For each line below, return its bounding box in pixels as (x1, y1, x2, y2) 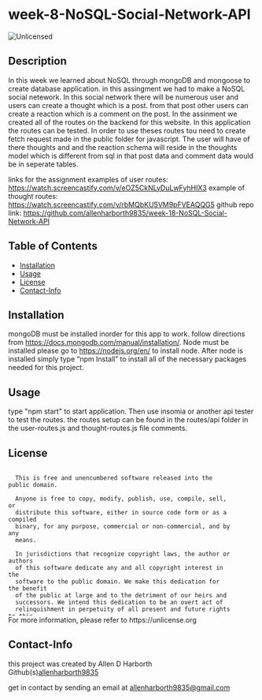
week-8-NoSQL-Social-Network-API (8, 6, 251, 24)
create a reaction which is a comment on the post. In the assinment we (8, 109, 238, 118)
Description (8, 54, 67, 68)
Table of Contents (8, 239, 98, 253)
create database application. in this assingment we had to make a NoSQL (8, 84, 245, 93)
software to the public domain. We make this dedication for (15, 578, 220, 586)
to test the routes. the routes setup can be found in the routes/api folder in (8, 415, 249, 425)
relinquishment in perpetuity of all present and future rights (15, 605, 231, 613)
